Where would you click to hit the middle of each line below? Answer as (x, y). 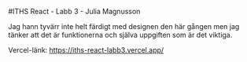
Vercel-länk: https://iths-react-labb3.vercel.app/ (86, 50)
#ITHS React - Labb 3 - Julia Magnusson (74, 11)
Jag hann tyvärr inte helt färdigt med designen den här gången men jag (124, 26)
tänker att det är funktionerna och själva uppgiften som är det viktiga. (120, 35)
